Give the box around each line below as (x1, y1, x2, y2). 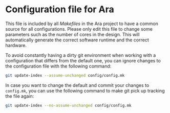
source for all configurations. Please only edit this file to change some (5, 26, 153, 32)
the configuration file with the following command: (5, 63, 112, 69)
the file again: (5, 93, 34, 99)
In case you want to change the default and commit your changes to (5, 82, 150, 88)
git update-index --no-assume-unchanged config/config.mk (5, 103, 132, 108)
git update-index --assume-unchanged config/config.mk (5, 73, 125, 78)
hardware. (5, 42, 27, 48)
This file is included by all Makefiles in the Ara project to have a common (5, 20, 159, 27)
